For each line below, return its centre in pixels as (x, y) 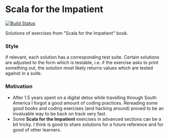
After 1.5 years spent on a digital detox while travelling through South (84, 98)
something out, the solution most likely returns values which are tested (79, 68)
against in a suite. (24, 73)
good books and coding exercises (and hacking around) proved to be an (88, 108)
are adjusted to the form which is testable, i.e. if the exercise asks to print (82, 63)
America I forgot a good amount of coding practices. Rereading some (85, 103)
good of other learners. (37, 129)
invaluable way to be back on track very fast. (59, 113)
